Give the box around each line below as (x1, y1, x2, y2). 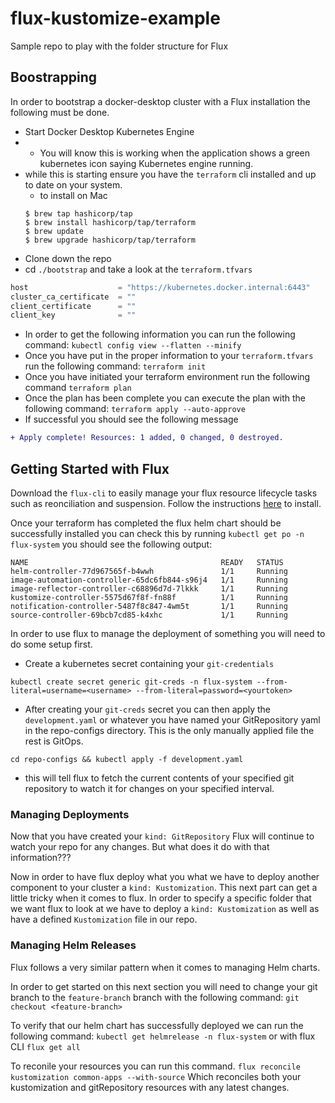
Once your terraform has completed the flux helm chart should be (10, 517, 282, 529)
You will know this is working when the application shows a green (39, 147, 310, 159)
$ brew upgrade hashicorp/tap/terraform (24, 235, 196, 245)
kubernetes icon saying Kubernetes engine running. (39, 157, 254, 169)
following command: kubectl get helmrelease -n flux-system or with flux (10, 1030, 316, 1042)
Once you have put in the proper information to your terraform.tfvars (24, 350, 314, 362)
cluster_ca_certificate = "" (10, 292, 137, 302)
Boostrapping (10, 69, 98, 86)
